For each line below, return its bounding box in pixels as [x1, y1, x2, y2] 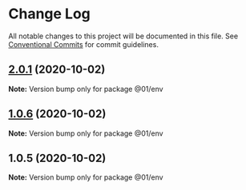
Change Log [8, 5, 91, 23]
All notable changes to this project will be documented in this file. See [8, 31, 239, 41]
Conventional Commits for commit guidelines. [8, 39, 159, 49]
